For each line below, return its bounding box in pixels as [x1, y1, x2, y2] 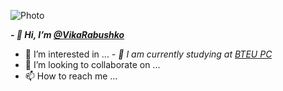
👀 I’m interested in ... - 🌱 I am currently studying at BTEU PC [24, 48, 273, 60]
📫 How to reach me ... [24, 70, 118, 82]
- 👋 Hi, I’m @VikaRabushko [10, 29, 125, 40]
